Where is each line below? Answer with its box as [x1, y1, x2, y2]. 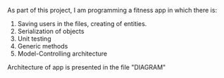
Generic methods [17, 42, 68, 50]
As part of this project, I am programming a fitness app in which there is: [7, 6, 217, 14]
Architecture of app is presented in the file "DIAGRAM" [7, 63, 166, 71]
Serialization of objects [17, 27, 85, 35]
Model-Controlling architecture [17, 49, 108, 58]
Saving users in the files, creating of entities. [17, 20, 147, 27]
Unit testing [17, 34, 51, 43]
